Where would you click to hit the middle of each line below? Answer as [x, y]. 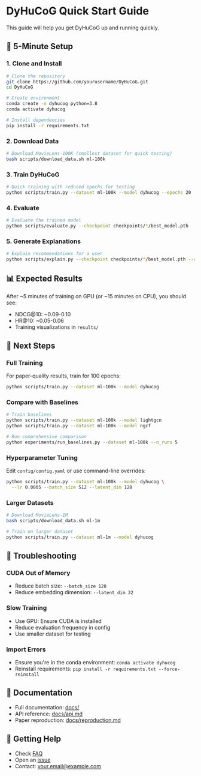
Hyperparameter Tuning [42, 457]
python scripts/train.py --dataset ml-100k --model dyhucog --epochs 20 [99, 192]
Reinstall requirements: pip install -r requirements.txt [86, 669]
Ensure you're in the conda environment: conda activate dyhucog [95, 662]
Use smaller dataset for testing [53, 634]
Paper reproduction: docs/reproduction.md [68, 720]
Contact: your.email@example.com [58, 766]
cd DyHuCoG [20, 87]
